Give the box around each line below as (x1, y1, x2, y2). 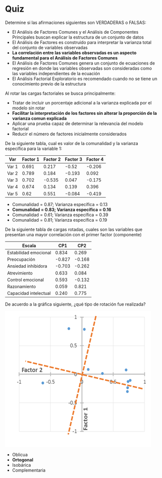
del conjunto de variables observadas (12, 44, 88, 50)
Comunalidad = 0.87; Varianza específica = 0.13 (12, 202, 108, 208)
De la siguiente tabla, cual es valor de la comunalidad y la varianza (5, 140, 139, 146)
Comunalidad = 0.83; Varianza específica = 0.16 (12, 207, 111, 213)
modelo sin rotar (12, 105, 45, 111)
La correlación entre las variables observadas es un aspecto (12, 50, 137, 56)
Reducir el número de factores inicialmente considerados (12, 131, 127, 137)
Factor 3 (65, 156, 83, 162)
